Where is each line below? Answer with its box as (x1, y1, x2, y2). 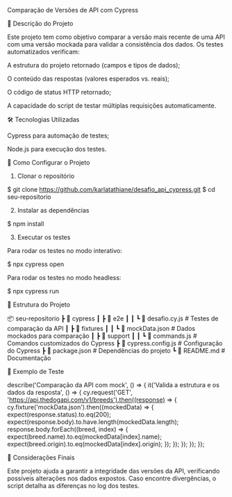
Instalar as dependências (17, 206, 90, 214)
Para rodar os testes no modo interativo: (7, 247, 123, 254)
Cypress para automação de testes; (7, 131, 110, 140)
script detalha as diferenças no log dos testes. (7, 482, 140, 489)
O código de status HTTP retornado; (7, 88, 111, 96)
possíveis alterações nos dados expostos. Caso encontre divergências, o (7, 474, 217, 482)
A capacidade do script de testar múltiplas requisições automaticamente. (7, 101, 217, 110)
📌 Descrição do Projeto (7, 19, 74, 27)
